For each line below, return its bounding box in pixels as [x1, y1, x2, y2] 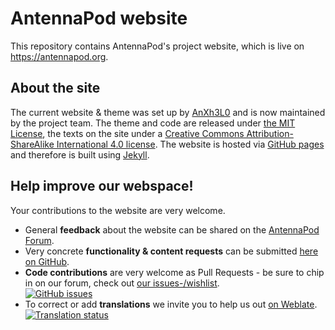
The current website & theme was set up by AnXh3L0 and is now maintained [10, 106, 326, 118]
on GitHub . [24, 255, 70, 267]
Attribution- [246, 127, 294, 139]
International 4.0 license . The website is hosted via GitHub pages [56, 138, 325, 150]
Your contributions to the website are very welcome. [10, 204, 226, 216]
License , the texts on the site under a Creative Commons [10, 127, 245, 139]
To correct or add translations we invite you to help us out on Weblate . [24, 298, 318, 310]
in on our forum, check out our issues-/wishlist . [24, 277, 220, 289]
